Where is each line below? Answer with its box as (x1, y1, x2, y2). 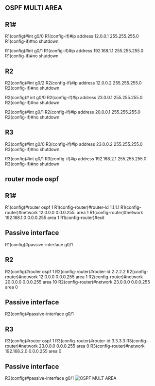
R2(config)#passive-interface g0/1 (5, 311, 74, 317)
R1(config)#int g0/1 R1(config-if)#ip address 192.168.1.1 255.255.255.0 (5, 48, 144, 54)
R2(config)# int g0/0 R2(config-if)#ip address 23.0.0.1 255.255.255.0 (5, 95, 143, 101)
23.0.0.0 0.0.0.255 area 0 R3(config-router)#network (38, 343, 145, 349)
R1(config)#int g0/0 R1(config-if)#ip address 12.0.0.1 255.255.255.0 (5, 34, 139, 39)
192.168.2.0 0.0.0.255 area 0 (5, 348, 62, 354)
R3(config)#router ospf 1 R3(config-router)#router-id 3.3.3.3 (5, 338, 125, 344)
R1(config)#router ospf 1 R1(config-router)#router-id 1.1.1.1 (5, 204, 120, 210)
